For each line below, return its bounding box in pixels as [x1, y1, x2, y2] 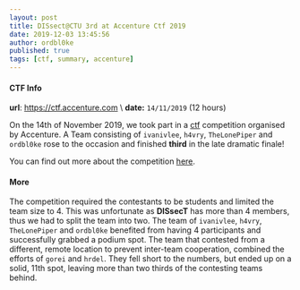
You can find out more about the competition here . [9, 156, 195, 166]
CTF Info [9, 82, 42, 93]
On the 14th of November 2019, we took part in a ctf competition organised [9, 120, 286, 131]
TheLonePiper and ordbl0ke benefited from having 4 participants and [9, 225, 261, 235]
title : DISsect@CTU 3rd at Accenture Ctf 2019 [9, 21, 186, 30]
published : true [9, 47, 70, 55]
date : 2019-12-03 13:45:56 [9, 30, 110, 38]
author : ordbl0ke [9, 38, 74, 47]
